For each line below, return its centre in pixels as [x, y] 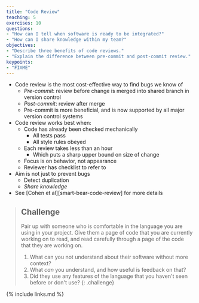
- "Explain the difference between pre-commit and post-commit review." [99, 56]
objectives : [21, 46]
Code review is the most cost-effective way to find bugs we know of [99, 85]
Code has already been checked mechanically [81, 129]
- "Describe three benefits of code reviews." [65, 51]
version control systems [53, 116]
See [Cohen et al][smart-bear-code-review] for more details [89, 193]
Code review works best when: [53, 123]
